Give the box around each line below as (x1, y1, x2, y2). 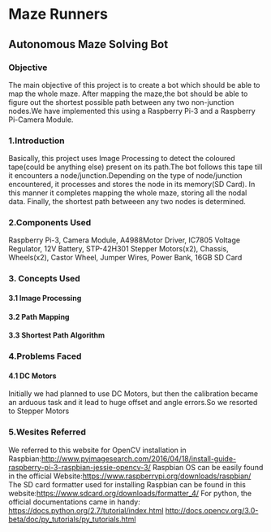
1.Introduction (8, 135, 65, 146)
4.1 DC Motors (8, 371, 57, 381)
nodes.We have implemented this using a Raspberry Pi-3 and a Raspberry (8, 106, 256, 116)
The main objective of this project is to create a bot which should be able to (8, 80, 261, 89)
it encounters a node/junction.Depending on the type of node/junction (8, 171, 243, 181)
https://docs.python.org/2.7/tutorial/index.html (8, 505, 164, 515)
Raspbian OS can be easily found (153, 462, 264, 472)
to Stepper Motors (8, 406, 70, 416)
